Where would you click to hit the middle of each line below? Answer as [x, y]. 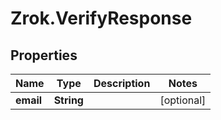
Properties [44, 55]
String [68, 100]
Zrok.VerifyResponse [101, 18]
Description [122, 83]
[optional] [183, 100]
